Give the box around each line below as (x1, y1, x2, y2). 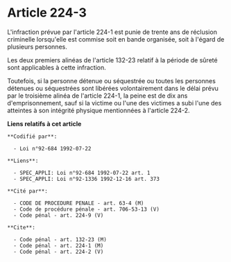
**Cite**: (7, 224, 36, 231)
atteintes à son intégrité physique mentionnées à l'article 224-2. (7, 106, 190, 114)
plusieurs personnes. (7, 42, 67, 51)
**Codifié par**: (7, 133, 58, 140)
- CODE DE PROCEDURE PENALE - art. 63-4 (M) (13, 200, 144, 207)
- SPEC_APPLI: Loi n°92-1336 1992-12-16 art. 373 (13, 175, 160, 182)
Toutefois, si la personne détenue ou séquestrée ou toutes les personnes (7, 76, 216, 85)
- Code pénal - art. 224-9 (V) (13, 211, 104, 219)
